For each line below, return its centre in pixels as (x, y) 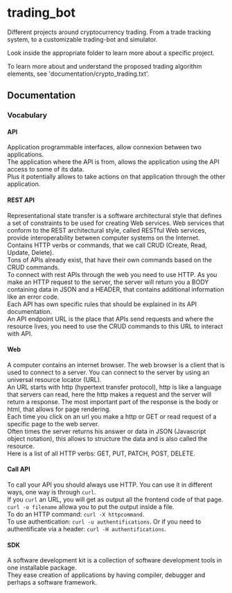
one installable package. (42, 568)
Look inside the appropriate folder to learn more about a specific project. (111, 53)
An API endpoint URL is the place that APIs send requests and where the (110, 319)
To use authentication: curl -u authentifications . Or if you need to (104, 521)
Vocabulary (27, 115)
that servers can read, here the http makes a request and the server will (109, 394)
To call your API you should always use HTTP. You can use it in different (110, 485)
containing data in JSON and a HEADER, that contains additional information (116, 289)
